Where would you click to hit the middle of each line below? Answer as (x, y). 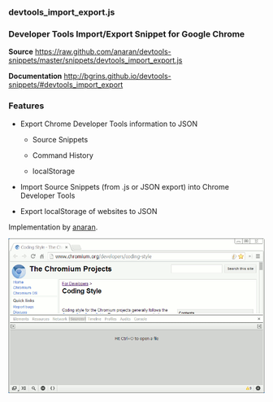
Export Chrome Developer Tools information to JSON (109, 124)
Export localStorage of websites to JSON (89, 211)
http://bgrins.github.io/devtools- (118, 76)
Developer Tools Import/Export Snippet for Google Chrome (127, 33)
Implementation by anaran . (53, 227)
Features (26, 106)
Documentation (35, 76)
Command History (63, 155)
